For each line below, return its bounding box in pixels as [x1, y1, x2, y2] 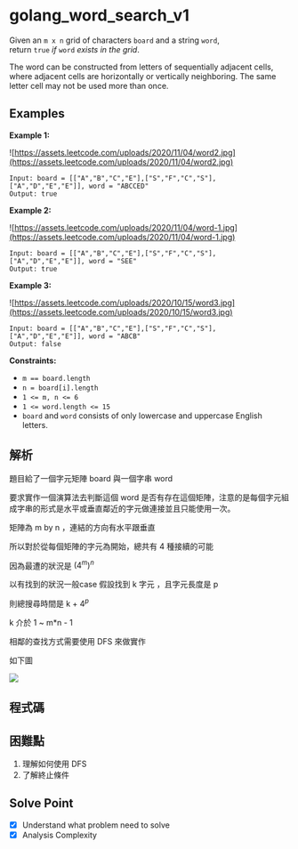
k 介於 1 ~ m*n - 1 [9, 617, 73, 627]
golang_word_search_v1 [9, 5, 189, 26]
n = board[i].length [21, 384, 99, 392]
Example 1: [9, 130, 51, 141]
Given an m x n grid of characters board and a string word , [9, 35, 220, 45]
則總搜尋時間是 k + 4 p [9, 597, 89, 609]
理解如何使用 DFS [21, 758, 87, 770]
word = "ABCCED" [88, 182, 149, 190]
